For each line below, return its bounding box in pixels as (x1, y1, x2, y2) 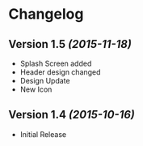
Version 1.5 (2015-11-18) (8, 37, 132, 51)
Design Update (19, 76, 70, 85)
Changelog (8, 5, 84, 24)
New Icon (19, 84, 53, 94)
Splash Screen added (19, 58, 92, 68)
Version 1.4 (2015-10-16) (8, 108, 135, 122)
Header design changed (19, 67, 101, 77)
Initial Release (19, 129, 67, 139)
